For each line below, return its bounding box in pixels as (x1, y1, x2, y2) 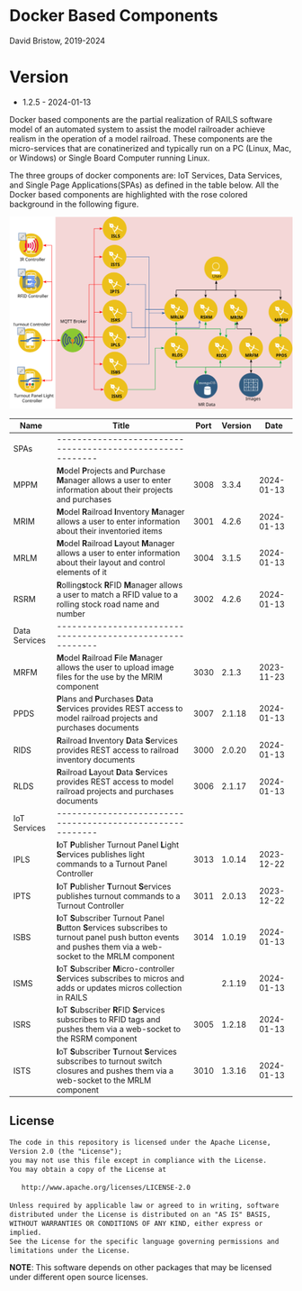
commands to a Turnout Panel (56, 858, 168, 870)
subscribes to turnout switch (56, 1056, 163, 1067)
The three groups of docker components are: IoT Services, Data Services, (9, 169, 283, 180)
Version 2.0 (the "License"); (9, 1147, 123, 1157)
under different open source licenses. (9, 1272, 148, 1283)
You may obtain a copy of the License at (9, 1165, 167, 1175)
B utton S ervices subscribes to (56, 921, 168, 933)
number (56, 608, 85, 618)
